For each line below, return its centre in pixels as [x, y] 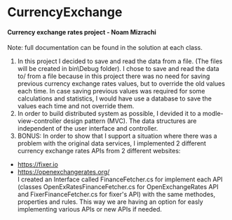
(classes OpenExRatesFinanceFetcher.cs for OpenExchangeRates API [118, 187]
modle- [213, 114]
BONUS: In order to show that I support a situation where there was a [117, 136]
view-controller [39, 121]
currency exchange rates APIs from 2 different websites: [99, 151]
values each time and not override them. [76, 106]
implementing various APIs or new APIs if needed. [90, 209]
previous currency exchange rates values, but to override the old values [121, 84]
